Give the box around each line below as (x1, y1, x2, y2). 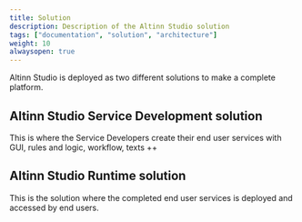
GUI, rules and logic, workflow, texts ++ (9, 142, 157, 153)
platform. (9, 82, 44, 93)
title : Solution (9, 13, 71, 23)
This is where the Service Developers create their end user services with (9, 132, 282, 143)
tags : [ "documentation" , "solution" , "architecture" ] (9, 30, 218, 39)
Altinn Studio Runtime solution (9, 168, 186, 184)
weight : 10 (9, 38, 51, 48)
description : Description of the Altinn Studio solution (9, 22, 230, 31)
